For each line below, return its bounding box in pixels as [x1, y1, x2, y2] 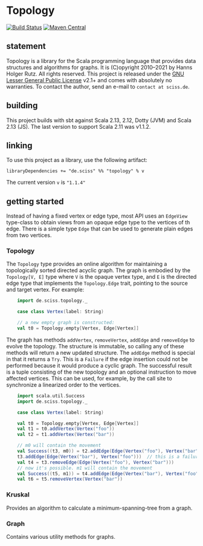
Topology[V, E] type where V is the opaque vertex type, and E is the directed [6, 273, 197, 281]
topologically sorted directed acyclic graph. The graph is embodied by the [6, 267, 191, 274]
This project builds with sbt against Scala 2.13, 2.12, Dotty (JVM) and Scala [6, 116, 192, 124]
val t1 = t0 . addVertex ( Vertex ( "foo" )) [17, 426, 115, 432]
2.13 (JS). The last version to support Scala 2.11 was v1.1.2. [6, 123, 151, 130]
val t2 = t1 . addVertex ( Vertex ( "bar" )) [17, 432, 115, 438]
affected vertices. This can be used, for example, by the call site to [6, 374, 172, 382]
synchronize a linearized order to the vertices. [6, 381, 121, 388]
